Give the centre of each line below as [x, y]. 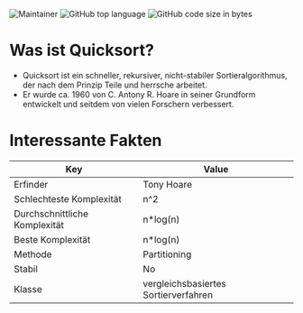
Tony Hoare [167, 184]
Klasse [28, 289]
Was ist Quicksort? [82, 51]
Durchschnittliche [51, 214]
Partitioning [167, 254]
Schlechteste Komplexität [68, 198]
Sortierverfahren [178, 295]
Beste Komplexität [52, 239]
